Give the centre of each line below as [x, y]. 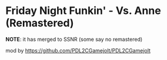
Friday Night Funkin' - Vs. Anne [83, 11]
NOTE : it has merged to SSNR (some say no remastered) [74, 39]
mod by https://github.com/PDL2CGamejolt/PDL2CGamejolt [78, 50]
